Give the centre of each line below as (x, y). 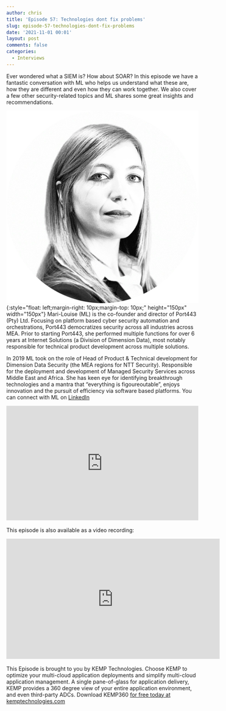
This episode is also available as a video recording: (70, 530)
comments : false (27, 45)
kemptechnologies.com (36, 701)
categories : (21, 52)
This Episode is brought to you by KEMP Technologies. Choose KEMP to (97, 668)
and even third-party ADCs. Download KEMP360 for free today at (88, 695)
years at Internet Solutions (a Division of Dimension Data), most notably (96, 340)
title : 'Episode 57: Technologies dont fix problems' (76, 19)
